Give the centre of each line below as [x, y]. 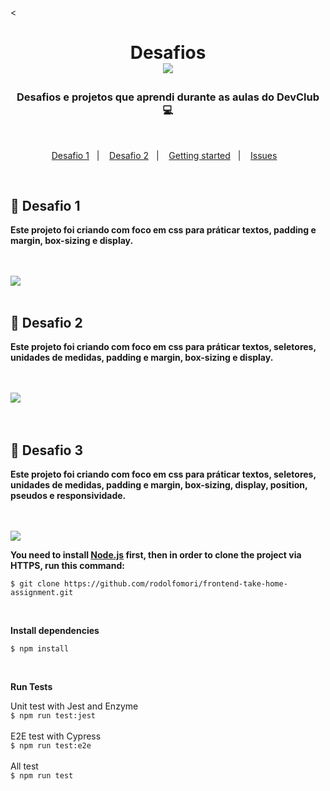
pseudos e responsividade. [68, 495]
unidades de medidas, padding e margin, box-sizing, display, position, [159, 485]
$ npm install [40, 649]
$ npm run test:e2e [51, 746]
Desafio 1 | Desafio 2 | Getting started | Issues [164, 155]
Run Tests [31, 686]
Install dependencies [55, 630]
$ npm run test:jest [53, 716]
